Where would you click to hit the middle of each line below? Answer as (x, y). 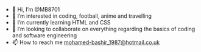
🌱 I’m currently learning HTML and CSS (61, 22)
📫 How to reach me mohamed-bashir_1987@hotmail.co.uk (86, 42)
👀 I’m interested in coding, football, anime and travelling (82, 16)
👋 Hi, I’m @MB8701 (36, 9)
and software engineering (44, 35)
